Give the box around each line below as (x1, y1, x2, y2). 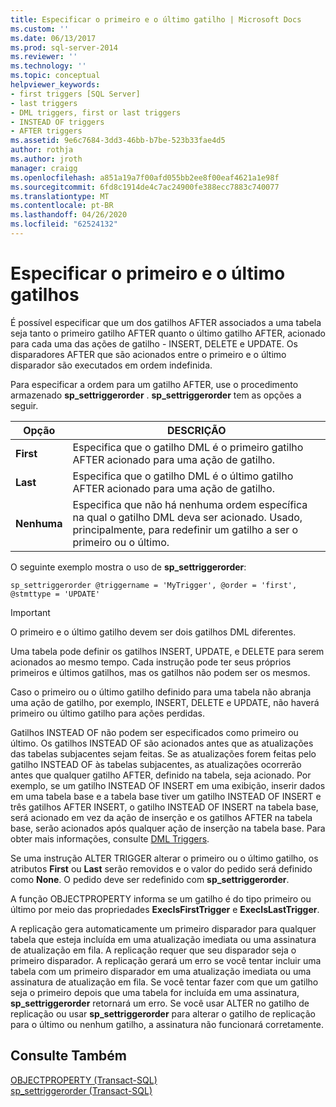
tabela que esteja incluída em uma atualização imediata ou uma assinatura (10, 933, 317, 945)
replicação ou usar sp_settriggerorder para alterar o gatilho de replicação (10, 1007, 316, 1020)
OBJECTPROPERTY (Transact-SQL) (10, 1074, 158, 1086)
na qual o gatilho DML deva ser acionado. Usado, (72, 510, 303, 524)
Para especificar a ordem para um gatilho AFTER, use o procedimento (10, 378, 299, 390)
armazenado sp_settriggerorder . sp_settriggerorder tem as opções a (10, 389, 302, 401)
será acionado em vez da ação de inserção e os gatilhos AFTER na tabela (10, 811, 313, 823)
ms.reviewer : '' (10, 52, 78, 62)
